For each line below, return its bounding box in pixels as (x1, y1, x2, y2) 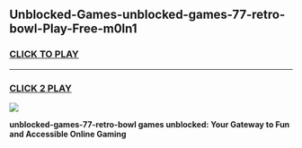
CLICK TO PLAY (9, 48, 79, 61)
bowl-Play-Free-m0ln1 (9, 22, 138, 37)
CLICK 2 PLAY (9, 82, 72, 94)
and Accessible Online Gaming (9, 128, 127, 139)
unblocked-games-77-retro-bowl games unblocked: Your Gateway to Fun (9, 118, 290, 129)
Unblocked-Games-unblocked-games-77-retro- (9, 7, 286, 22)
